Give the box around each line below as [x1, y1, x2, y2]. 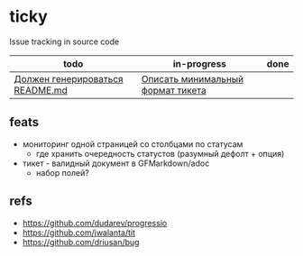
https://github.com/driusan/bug [22, 236, 140, 247]
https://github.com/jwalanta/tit [22, 227, 136, 238]
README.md [14, 84, 68, 96]
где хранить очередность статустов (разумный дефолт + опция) [35, 148, 285, 159]
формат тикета [141, 84, 207, 96]
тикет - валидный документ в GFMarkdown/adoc [22, 158, 210, 169]
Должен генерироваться [14, 72, 124, 85]
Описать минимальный [141, 72, 244, 85]
